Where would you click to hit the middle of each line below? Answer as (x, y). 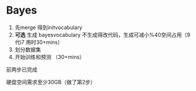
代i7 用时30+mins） (39, 42)
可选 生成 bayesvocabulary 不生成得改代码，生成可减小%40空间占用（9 (102, 35)
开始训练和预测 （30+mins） (49, 57)
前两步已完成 (22, 69)
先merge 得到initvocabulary (49, 27)
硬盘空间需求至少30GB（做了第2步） (51, 82)
